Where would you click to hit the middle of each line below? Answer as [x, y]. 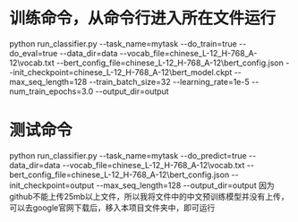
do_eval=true [34, 53]
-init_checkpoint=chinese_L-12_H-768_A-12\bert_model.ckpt [121, 72]
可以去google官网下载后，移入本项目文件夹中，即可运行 [112, 208]
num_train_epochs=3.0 [51, 91]
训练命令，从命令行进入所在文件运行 [143, 18]
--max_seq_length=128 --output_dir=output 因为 [185, 185]
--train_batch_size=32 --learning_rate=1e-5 [170, 81]
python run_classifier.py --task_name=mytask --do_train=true [123, 43]
